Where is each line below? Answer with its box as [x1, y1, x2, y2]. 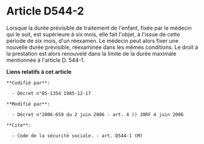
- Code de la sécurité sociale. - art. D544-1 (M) [12, 133, 143, 139]
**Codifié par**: [6, 80, 51, 86]
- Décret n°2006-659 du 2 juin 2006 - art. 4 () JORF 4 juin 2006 [12, 111, 184, 117]
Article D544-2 [6, 4, 84, 18]
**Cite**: [6, 122, 32, 128]
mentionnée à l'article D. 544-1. [6, 56, 85, 64]
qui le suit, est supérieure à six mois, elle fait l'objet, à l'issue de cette [6, 30, 180, 38]
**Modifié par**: [6, 101, 51, 107]
